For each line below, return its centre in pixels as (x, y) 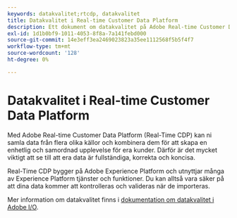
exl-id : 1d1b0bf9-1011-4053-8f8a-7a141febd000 (77, 33)
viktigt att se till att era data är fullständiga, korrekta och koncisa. (101, 157)
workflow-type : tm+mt (39, 46)
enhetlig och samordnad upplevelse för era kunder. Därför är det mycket (112, 150)
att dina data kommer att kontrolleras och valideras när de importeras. (109, 186)
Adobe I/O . (23, 207)
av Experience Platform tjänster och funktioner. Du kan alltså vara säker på (116, 178)
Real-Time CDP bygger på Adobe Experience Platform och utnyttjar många (116, 171)
